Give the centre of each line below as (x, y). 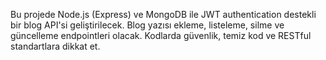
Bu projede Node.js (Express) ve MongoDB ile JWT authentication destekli (163, 14)
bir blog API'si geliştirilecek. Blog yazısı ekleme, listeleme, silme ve (147, 25)
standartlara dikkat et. (55, 46)
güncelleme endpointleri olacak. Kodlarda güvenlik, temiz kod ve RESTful (161, 35)
